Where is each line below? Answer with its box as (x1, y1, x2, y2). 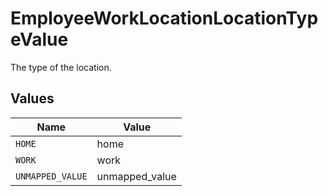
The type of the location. (10, 61, 112, 73)
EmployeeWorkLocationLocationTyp (10, 7, 319, 30)
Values (10, 90, 55, 107)
